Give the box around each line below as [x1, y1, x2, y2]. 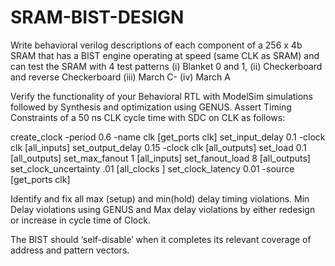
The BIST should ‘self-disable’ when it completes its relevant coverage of [10, 233, 312, 245]
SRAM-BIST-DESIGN [10, 6, 185, 29]
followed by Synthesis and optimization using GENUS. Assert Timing [10, 101, 292, 113]
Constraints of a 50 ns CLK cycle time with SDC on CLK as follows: [10, 111, 286, 123]
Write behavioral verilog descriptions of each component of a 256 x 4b [10, 39, 303, 51]
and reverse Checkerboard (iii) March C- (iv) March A [10, 71, 231, 83]
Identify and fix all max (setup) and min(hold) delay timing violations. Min [10, 192, 310, 205]
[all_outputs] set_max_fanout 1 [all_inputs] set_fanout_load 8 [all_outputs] [10, 152, 311, 164]
